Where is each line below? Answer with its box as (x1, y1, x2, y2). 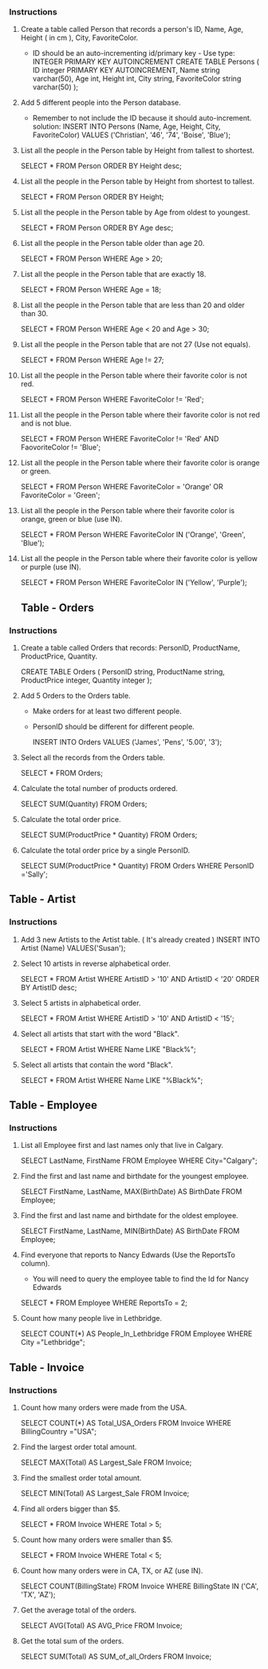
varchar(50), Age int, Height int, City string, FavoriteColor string (32, 74, 242, 84)
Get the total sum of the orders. (20, 1636, 124, 1646)
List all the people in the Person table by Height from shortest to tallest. (20, 176, 254, 186)
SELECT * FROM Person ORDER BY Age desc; (20, 223, 174, 233)
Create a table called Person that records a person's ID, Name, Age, (20, 25, 244, 34)
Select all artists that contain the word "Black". (20, 1060, 174, 1070)
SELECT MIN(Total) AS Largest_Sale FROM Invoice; (20, 1489, 190, 1498)
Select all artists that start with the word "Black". (20, 1029, 179, 1038)
